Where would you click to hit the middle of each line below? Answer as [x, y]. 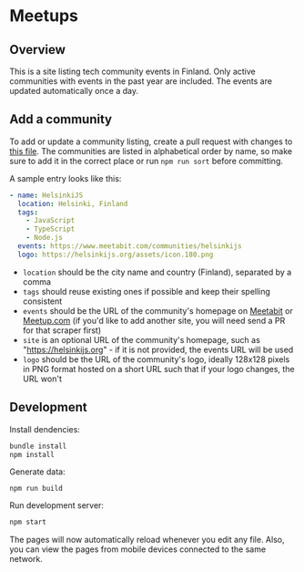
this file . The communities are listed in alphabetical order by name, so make [151, 151]
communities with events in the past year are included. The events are [141, 81]
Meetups [44, 16]
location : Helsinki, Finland [73, 203]
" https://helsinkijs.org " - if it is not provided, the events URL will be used [158, 349]
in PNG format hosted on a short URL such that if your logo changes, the [158, 369]
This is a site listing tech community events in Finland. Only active [133, 71]
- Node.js [45, 238]
